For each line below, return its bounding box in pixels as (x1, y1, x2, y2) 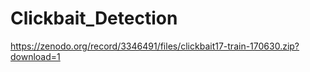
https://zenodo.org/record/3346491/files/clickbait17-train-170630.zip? (10, 40, 300, 52)
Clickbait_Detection (10, 7, 178, 30)
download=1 (10, 50, 61, 62)
